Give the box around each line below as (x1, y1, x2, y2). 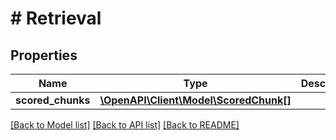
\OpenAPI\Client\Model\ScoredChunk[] (99, 93, 292, 107)
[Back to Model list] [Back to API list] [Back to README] (10, 119, 240, 131)
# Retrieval (10, 7, 102, 30)
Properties (10, 47, 78, 64)
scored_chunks (15, 93, 91, 107)
